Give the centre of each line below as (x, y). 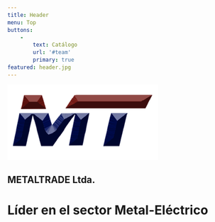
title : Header (28, 15)
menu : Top (22, 22)
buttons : (20, 30)
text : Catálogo (55, 45)
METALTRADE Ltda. (51, 180)
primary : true (54, 60)
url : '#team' (52, 52)
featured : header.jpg (39, 67)
